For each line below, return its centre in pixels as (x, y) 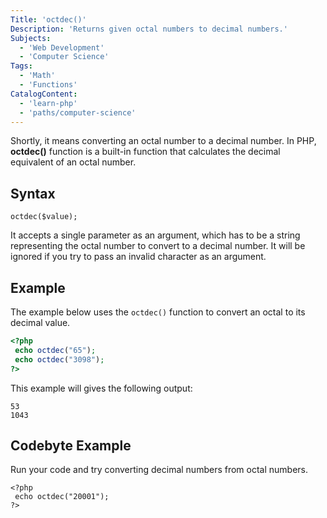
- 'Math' (37, 76)
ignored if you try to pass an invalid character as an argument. (138, 257)
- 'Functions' (48, 85)
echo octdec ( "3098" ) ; (59, 359)
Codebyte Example (71, 445)
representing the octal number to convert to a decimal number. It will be (158, 246)
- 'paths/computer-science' (78, 112)
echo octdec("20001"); (62, 497)
